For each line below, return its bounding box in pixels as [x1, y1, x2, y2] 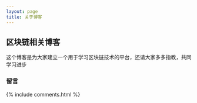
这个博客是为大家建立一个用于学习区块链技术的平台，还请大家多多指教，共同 [6, 54, 192, 61]
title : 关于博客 [6, 14, 42, 20]
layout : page [6, 8, 38, 15]
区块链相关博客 [6, 37, 61, 47]
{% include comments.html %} [6, 91, 81, 98]
